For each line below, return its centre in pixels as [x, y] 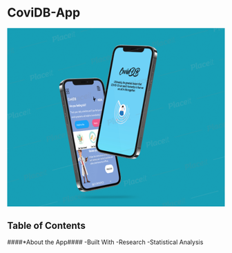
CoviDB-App [44, 13]
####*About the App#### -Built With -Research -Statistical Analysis [105, 242]
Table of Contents [47, 226]
